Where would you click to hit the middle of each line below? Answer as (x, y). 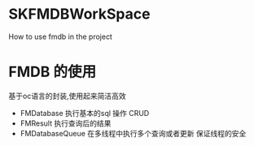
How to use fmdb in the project (60, 36)
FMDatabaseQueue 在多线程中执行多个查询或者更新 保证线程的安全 (133, 133)
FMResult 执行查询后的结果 (66, 123)
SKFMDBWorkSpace (79, 14)
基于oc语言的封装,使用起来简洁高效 (67, 96)
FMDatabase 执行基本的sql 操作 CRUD (85, 113)
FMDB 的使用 (52, 72)
